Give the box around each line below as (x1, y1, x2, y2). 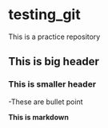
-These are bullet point (8, 97, 83, 107)
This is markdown (8, 112, 70, 122)
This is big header (8, 55, 100, 68)
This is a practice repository (8, 32, 101, 41)
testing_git (8, 6, 82, 24)
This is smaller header (8, 79, 97, 90)
